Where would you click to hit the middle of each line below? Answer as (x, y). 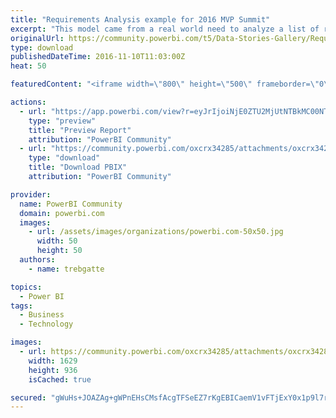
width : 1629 (53, 361)
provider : (31, 194)
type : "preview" (62, 121)
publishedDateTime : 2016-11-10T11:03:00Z (98, 57)
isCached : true (60, 379)
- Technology (46, 324)
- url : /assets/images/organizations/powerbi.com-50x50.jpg (156, 232)
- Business (42, 315)
